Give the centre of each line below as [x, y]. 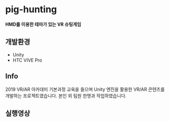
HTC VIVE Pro [27, 60]
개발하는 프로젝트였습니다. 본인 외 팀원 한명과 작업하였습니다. [66, 95]
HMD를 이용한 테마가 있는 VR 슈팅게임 [43, 24]
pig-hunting [31, 9]
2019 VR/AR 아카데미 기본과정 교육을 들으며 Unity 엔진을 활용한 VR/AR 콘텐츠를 [85, 89]
